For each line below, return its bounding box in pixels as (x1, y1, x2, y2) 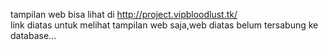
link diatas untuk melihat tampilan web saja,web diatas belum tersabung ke (10, 19, 319, 31)
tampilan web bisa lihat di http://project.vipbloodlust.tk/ (10, 9, 238, 20)
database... (10, 30, 57, 41)
